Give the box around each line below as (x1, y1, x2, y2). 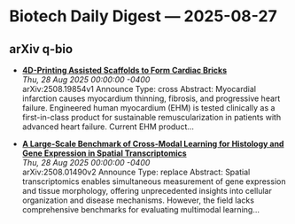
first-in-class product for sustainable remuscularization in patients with (21, 112, 282, 122)
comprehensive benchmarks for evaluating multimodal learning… (21, 205, 260, 214)
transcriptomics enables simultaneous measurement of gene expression (21, 176, 286, 187)
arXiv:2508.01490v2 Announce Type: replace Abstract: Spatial (21, 166, 251, 177)
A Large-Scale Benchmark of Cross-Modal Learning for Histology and (21, 139, 284, 149)
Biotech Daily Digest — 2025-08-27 (9, 6, 277, 27)
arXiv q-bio (9, 42, 74, 57)
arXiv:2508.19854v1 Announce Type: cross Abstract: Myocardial (21, 84, 257, 94)
